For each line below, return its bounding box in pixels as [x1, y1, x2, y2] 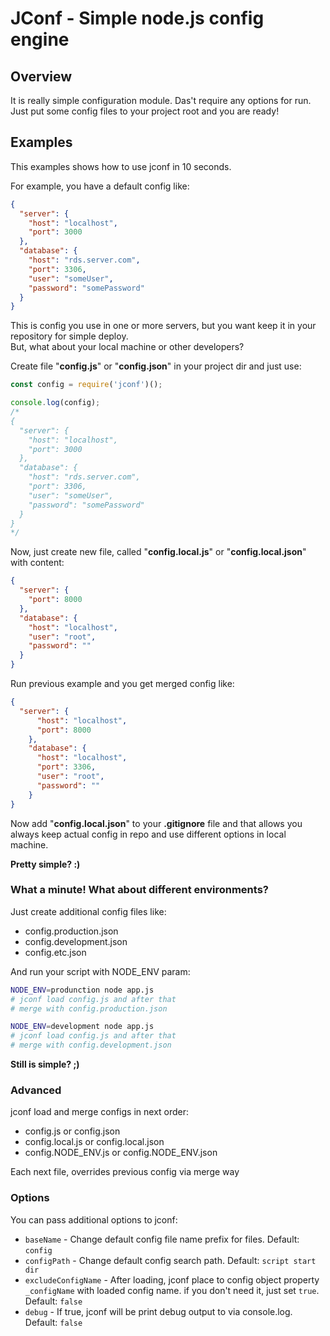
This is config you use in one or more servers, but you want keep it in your [10, 320, 317, 332]
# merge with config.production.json [10, 1003, 168, 1014]
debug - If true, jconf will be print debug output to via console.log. [24, 1305, 293, 1317]
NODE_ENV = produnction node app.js [10, 985, 155, 995]
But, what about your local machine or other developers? [10, 341, 245, 353]
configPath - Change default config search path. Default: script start [24, 1254, 317, 1266]
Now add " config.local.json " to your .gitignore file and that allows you [10, 817, 303, 829]
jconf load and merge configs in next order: [10, 1106, 190, 1118]
